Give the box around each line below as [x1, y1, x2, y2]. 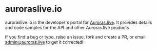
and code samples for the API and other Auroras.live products [5, 24, 129, 30]
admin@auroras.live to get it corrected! [5, 39, 84, 45]
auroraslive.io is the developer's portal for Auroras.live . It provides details [5, 19, 152, 25]
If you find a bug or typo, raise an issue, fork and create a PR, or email [5, 34, 146, 40]
